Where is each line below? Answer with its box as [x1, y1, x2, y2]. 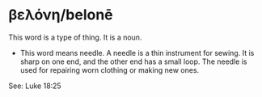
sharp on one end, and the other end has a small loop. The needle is [19, 57, 247, 66]
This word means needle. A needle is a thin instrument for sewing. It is [19, 48, 255, 57]
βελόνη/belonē [8, 6, 113, 24]
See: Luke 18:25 [8, 81, 62, 91]
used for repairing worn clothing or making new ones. [19, 65, 200, 74]
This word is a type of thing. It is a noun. [8, 32, 142, 42]
